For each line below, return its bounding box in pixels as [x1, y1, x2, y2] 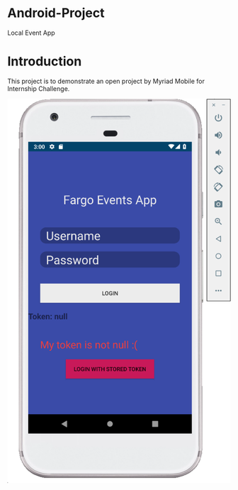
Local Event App [7, 28, 55, 37]
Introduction [7, 53, 82, 70]
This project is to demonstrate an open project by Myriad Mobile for [7, 77, 205, 85]
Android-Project [7, 5, 105, 21]
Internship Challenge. [7, 84, 70, 93]
